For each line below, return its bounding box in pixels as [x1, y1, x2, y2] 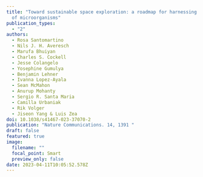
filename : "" [12, 144, 45, 151]
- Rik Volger [12, 105, 45, 111]
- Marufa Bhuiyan [12, 49, 56, 55]
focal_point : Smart [12, 150, 61, 156]
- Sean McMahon [12, 83, 50, 89]
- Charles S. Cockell [12, 54, 67, 60]
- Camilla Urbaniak [12, 99, 61, 105]
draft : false [6, 128, 40, 134]
